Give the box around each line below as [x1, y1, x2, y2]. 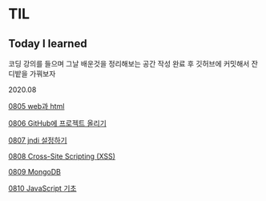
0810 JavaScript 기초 [8, 183, 77, 193]
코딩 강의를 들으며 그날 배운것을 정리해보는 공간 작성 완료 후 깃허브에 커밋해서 [8, 59, 250, 68]
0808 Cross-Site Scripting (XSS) [8, 151, 116, 161]
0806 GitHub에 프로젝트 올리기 [8, 119, 107, 128]
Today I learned [8, 37, 87, 50]
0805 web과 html [8, 102, 65, 111]
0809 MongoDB [8, 167, 62, 176]
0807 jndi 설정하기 [8, 135, 67, 145]
